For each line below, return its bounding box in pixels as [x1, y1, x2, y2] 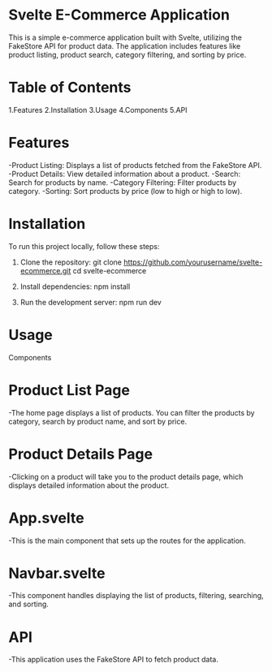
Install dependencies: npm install [19, 282, 131, 291]
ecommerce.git [19, 265, 71, 275]
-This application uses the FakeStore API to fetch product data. [8, 655, 219, 665]
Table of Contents [8, 79, 132, 97]
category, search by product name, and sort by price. [8, 416, 188, 426]
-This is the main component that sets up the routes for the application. [8, 536, 246, 545]
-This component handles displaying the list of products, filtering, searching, [8, 591, 264, 601]
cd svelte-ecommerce [72, 265, 147, 275]
